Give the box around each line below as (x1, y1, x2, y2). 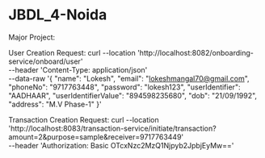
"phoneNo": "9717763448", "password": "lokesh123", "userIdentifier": (8, 82, 241, 92)
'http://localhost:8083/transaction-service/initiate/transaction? (8, 123, 217, 133)
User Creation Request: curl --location (8, 48, 136, 57)
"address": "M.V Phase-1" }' (8, 99, 103, 109)
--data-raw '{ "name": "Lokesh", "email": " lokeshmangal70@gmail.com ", (8, 73, 250, 83)
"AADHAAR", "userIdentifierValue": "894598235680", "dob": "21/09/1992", (8, 90, 257, 100)
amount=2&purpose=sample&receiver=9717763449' (8, 131, 184, 142)
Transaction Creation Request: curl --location (8, 114, 159, 124)
